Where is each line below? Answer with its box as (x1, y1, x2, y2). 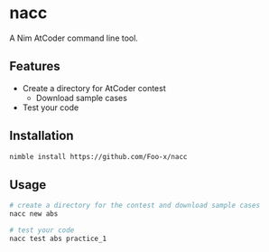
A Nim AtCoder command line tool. (9, 33, 138, 43)
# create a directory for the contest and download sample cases (9, 201, 260, 210)
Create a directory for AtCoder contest (22, 82, 166, 93)
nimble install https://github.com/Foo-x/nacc (9, 152, 188, 161)
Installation (9, 128, 74, 144)
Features (9, 59, 60, 74)
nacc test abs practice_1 (9, 234, 107, 243)
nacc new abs (9, 210, 59, 219)
